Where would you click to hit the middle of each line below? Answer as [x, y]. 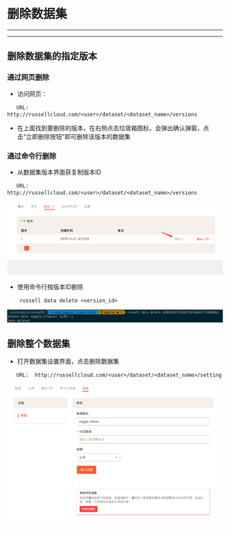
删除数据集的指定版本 [52, 56]
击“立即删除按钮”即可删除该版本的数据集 [74, 136]
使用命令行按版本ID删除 [50, 287]
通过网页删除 [28, 77]
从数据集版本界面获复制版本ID [59, 172]
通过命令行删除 [32, 156]
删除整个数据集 [39, 343]
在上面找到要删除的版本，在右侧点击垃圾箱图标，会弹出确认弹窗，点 [113, 128]
